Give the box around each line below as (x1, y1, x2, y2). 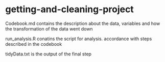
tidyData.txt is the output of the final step (5, 51, 92, 57)
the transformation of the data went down (5, 25, 93, 32)
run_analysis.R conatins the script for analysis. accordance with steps (5, 36, 152, 42)
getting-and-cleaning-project (5, 4, 134, 15)
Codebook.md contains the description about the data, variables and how (5, 20, 160, 26)
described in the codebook (5, 41, 62, 47)
